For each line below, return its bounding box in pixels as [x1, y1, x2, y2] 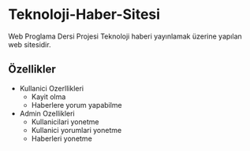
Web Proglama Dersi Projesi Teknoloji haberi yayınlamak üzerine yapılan [8, 31, 242, 41]
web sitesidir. [8, 39, 51, 49]
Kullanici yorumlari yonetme [31, 125, 122, 134]
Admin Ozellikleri [19, 109, 75, 118]
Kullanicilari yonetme [31, 116, 99, 127]
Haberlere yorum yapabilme [31, 100, 122, 109]
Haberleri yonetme [31, 134, 92, 143]
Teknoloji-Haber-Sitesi [8, 6, 160, 24]
